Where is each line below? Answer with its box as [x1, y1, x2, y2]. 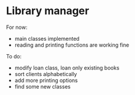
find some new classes [14, 83, 71, 90]
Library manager [6, 4, 90, 18]
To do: [6, 53, 22, 60]
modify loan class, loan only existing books [14, 64, 120, 71]
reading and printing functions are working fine [14, 41, 130, 48]
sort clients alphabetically [14, 70, 77, 77]
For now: [6, 24, 28, 31]
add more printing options [14, 77, 78, 84]
